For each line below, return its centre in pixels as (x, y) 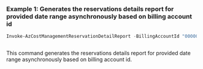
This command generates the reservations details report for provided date (98, 53)
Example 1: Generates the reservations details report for (90, 9)
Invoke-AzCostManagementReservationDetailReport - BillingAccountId (93, 37)
